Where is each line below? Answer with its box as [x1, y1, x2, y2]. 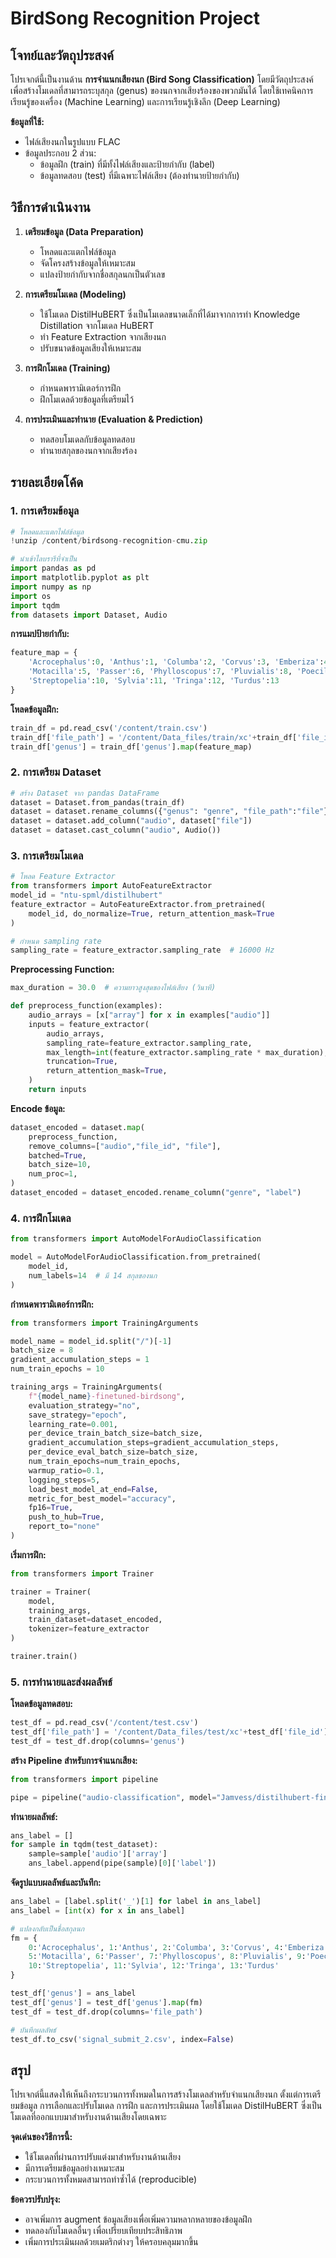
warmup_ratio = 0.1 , [28, 1465, 105, 1476]
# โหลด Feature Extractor [10, 872, 116, 882]
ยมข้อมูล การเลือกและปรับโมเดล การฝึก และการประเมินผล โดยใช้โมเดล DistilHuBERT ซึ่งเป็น [10, 2100, 323, 2112]
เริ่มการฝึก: [10, 1548, 47, 1561]
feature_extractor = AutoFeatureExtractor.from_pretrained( [10, 899, 267, 909]
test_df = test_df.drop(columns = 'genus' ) [10, 1736, 186, 1746]
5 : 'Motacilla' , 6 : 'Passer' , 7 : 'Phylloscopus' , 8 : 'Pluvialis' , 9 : [28, 1952, 307, 1962]
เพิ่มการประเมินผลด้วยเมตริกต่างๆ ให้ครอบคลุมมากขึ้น [24, 2236, 199, 2248]
